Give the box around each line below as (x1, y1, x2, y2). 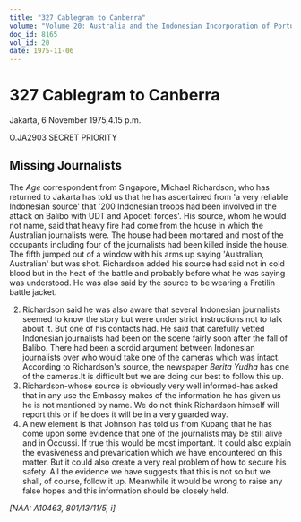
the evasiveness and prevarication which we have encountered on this (21, 447, 283, 457)
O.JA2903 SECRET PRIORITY (9, 132, 118, 144)
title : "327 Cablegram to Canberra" (9, 13, 146, 22)
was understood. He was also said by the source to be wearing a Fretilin (9, 277, 276, 288)
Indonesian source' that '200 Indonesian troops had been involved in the (9, 201, 278, 212)
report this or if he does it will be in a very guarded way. (21, 409, 228, 420)
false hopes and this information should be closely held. (21, 485, 229, 496)
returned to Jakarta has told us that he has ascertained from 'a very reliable (9, 191, 288, 202)
